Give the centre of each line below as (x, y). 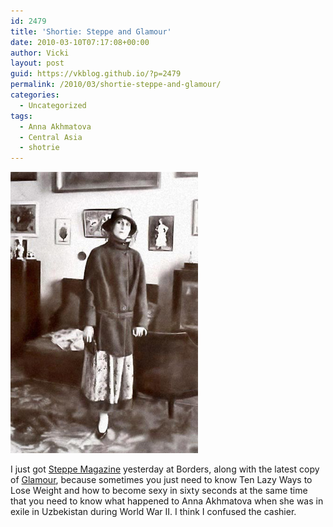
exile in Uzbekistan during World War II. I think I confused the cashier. (153, 512)
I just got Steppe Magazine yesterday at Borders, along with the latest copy (165, 469)
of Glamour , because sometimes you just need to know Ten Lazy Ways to (161, 480)
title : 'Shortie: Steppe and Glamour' (91, 31)
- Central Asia (51, 137)
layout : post (37, 63)
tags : (21, 116)
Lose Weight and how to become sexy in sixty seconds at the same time (159, 491)
